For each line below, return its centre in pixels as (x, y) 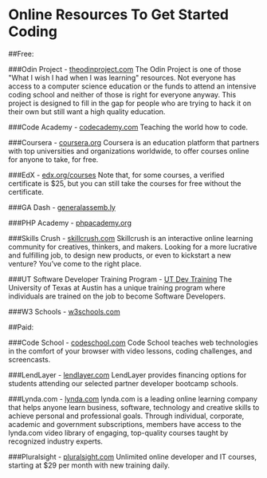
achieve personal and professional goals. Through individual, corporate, (126, 416)
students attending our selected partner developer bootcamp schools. (124, 383)
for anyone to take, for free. (53, 159)
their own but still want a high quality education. (87, 111)
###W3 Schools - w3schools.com (65, 311)
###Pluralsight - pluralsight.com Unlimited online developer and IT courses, (133, 456)
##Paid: (21, 327)
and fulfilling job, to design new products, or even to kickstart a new (120, 255)
